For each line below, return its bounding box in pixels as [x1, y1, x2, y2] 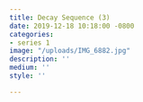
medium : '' [9, 64, 50, 72]
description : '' [9, 55, 70, 64]
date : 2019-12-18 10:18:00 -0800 [9, 21, 135, 30]
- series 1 [9, 38, 50, 47]
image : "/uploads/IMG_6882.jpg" [9, 47, 130, 55]
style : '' [9, 72, 47, 81]
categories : [9, 30, 54, 38]
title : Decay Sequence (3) [9, 13, 111, 22]
